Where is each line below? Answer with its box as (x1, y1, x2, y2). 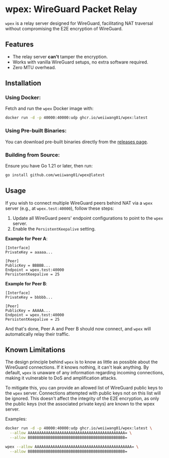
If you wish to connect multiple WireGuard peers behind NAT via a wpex (5, 200, 153, 206)
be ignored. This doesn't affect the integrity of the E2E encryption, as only (5, 395, 159, 402)
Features (5, 40, 34, 49)
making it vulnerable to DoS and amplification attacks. (5, 375, 118, 381)
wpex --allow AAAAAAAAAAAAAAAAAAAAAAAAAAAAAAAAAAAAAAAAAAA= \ (5, 444, 139, 449)
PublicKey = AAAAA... (5, 308, 51, 313)
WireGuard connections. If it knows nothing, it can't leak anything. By (5, 364, 149, 370)
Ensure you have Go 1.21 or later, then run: (5, 162, 93, 168)
